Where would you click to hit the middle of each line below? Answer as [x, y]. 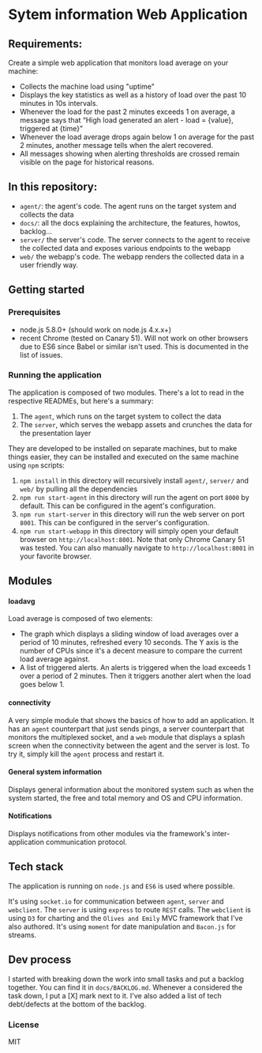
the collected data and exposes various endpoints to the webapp [125, 248]
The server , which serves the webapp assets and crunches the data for [136, 424]
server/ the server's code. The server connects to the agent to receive [135, 240]
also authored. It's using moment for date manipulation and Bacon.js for [122, 926]
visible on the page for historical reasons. [87, 162]
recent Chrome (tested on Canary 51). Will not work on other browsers [134, 338]
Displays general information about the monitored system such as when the [131, 790]
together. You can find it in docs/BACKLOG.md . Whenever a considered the [125, 987]
